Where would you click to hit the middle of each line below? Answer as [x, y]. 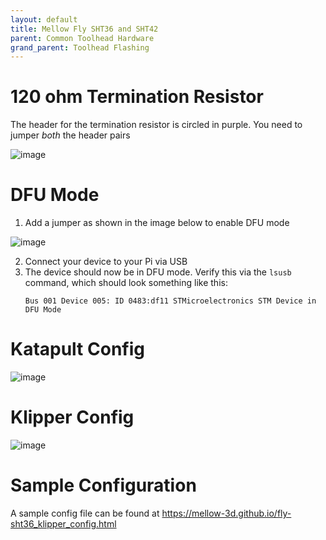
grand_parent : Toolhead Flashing [80, 47]
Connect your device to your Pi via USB [106, 262]
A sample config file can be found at [85, 513]
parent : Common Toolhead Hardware [82, 38]
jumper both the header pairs [70, 135]
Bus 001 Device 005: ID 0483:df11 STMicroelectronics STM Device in [170, 301]
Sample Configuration [103, 485]
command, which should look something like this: [126, 283]
